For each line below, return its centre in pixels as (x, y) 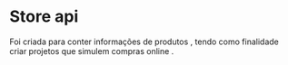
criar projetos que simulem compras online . (92, 51)
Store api (44, 17)
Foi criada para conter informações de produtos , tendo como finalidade (144, 42)
